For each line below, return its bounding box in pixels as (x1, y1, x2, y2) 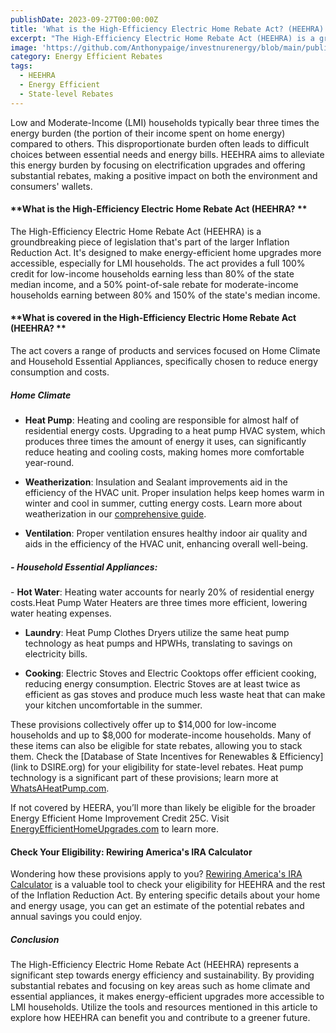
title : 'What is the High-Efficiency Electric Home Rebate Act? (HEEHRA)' (10, 24, 329, 34)
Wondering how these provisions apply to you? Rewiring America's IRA (10, 868, 303, 880)
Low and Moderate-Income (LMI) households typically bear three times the (10, 116, 320, 128)
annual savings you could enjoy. (10, 911, 143, 923)
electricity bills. (24, 647, 88, 660)
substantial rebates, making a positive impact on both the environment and (10, 169, 318, 181)
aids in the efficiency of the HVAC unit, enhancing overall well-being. (24, 538, 309, 550)
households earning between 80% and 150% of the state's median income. (10, 289, 321, 301)
